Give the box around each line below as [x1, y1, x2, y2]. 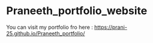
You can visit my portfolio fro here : [6, 24, 93, 31]
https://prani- [94, 24, 128, 31]
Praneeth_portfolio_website [6, 4, 148, 18]
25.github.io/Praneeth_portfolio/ [6, 29, 85, 37]
